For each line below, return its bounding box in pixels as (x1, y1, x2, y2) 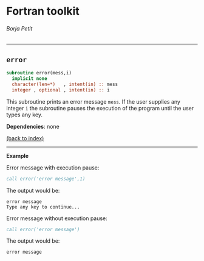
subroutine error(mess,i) (6, 70, 72, 76)
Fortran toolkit (6, 4, 80, 18)
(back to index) (6, 134, 44, 141)
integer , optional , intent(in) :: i (12, 87, 110, 93)
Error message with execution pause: (6, 163, 100, 171)
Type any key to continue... (6, 204, 80, 210)
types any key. (6, 111, 43, 118)
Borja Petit (6, 24, 33, 32)
